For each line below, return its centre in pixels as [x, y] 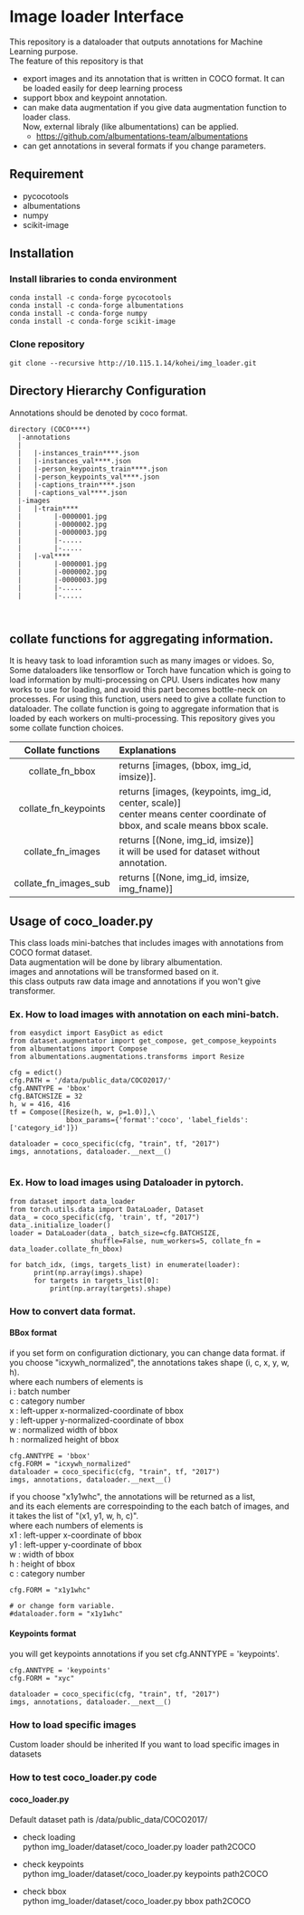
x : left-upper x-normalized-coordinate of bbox [96, 1410]
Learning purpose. [44, 51]
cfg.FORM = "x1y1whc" [50, 1590]
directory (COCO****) [50, 429]
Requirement [47, 174]
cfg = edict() [36, 1073]
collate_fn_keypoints [62, 809]
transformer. [33, 991]
